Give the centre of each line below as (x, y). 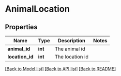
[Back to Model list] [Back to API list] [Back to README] (60, 69)
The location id (72, 57)
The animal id (70, 49)
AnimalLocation (38, 9)
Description (72, 41)
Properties (21, 27)
